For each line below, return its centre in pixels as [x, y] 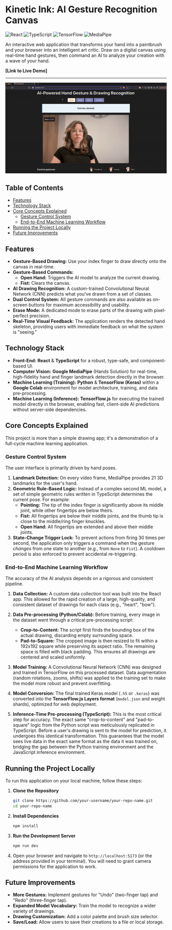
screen [20, 305]
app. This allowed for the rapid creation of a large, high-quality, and [84, 599]
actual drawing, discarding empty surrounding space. [77, 635]
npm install [25, 826]
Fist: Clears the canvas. [45, 283]
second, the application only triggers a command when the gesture [83, 543]
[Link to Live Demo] [26, 71]
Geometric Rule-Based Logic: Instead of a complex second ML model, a [89, 488]
